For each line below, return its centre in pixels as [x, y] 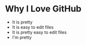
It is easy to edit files [33, 27]
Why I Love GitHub [43, 9]
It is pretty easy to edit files [39, 32]
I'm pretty [22, 37]
